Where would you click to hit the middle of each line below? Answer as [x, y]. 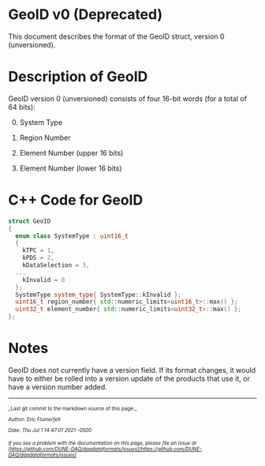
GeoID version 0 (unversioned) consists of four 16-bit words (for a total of [127, 98]
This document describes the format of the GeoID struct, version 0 [116, 36]
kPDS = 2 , [39, 258]
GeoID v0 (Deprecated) [86, 15]
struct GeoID [30, 221]
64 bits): [22, 107]
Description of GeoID [78, 77]
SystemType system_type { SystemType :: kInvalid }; [98, 295]
